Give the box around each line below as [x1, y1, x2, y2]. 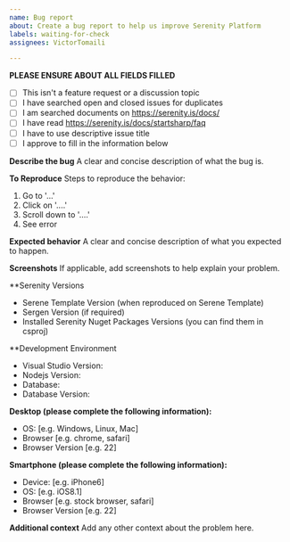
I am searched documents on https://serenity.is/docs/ [21, 108, 220, 119]
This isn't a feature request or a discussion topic [21, 87, 201, 98]
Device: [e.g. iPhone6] [21, 476, 105, 487]
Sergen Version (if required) [21, 307, 125, 317]
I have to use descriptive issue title [21, 127, 150, 138]
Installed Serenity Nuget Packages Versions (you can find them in [21, 316, 264, 326]
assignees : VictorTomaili [9, 37, 105, 47]
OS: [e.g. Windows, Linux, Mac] [21, 423, 139, 433]
